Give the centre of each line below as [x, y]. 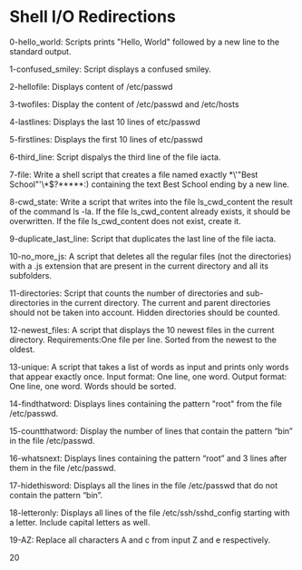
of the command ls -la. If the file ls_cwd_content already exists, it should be [150, 211]
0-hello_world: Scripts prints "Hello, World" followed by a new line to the [144, 42]
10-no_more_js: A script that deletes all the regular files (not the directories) [151, 256]
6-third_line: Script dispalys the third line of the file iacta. [115, 157]
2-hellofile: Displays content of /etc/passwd [91, 86]
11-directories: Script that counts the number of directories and [127, 293]
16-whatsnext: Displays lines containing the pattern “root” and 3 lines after [148, 458]
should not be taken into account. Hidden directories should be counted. [145, 312]
